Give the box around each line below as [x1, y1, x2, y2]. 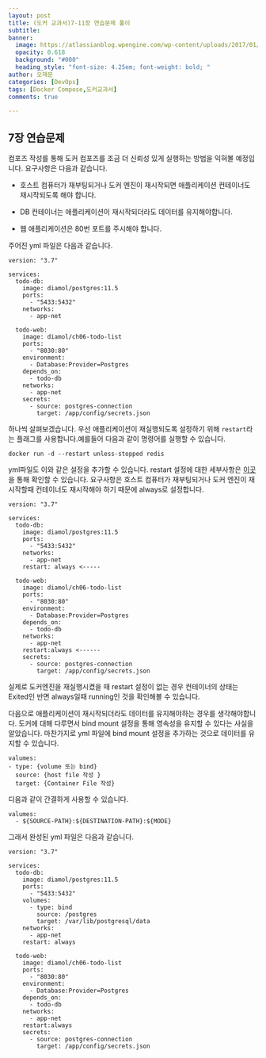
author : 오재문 [8, 71, 54, 79]
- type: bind [28, 903, 73, 912]
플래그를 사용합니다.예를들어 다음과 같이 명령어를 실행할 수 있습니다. [16, 434, 226, 444]
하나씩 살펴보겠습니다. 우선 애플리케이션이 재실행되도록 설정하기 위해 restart [8, 424, 247, 434]
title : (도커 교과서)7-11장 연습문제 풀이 [8, 19, 131, 27]
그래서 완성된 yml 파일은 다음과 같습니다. [8, 832, 135, 841]
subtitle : [8, 26, 41, 34]
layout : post [8, 11, 51, 20]
